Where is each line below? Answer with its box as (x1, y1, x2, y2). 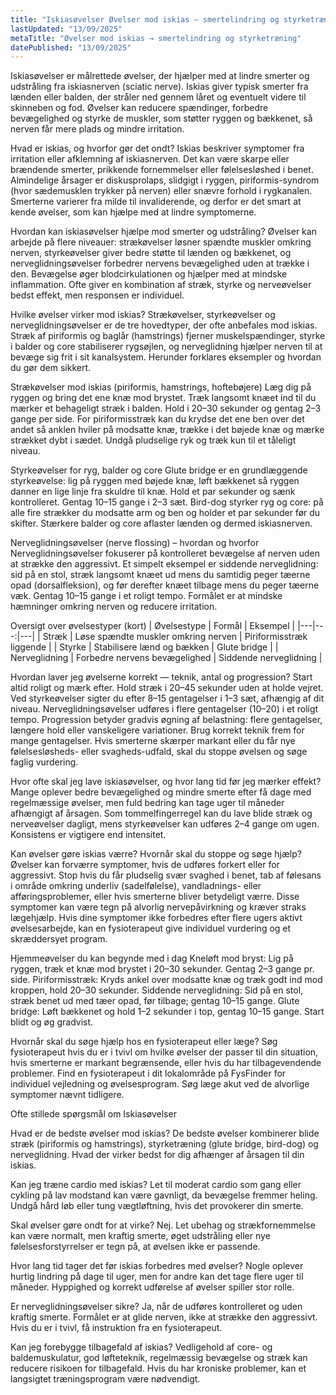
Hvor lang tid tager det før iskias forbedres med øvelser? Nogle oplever (10, 1260, 304, 1272)
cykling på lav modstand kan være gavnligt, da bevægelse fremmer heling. (10, 1189, 318, 1201)
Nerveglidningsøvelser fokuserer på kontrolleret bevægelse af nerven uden (10, 547, 321, 560)
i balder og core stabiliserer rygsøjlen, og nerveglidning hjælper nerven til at (10, 341, 323, 353)
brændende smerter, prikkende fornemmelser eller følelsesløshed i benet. (10, 164, 314, 176)
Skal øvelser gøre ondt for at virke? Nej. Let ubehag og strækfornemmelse (10, 1219, 316, 1231)
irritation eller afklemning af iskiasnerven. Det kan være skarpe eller (10, 153, 290, 165)
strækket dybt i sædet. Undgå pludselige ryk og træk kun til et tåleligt (10, 434, 297, 446)
